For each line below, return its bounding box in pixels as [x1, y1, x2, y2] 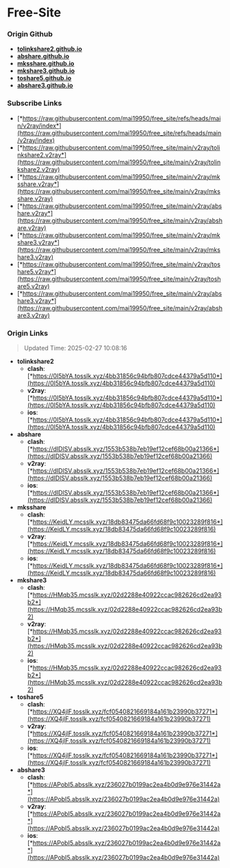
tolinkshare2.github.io [16, 45, 82, 53]
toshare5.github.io [16, 74, 72, 82]
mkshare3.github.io [16, 67, 75, 75]
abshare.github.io [16, 52, 70, 60]
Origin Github [7, 30, 53, 39]
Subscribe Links [7, 98, 62, 108]
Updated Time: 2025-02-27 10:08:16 [23, 344, 128, 352]
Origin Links [7, 328, 49, 338]
